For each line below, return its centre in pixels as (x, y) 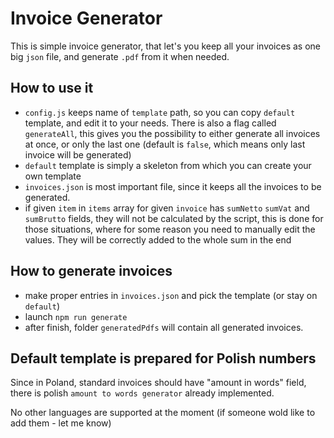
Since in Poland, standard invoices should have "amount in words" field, (158, 383)
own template (53, 176)
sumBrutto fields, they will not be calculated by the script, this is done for (174, 218)
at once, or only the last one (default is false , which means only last (165, 144)
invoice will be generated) (78, 154)
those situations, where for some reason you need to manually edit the (170, 229)
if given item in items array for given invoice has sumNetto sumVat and (167, 208)
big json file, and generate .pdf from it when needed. (120, 56)
